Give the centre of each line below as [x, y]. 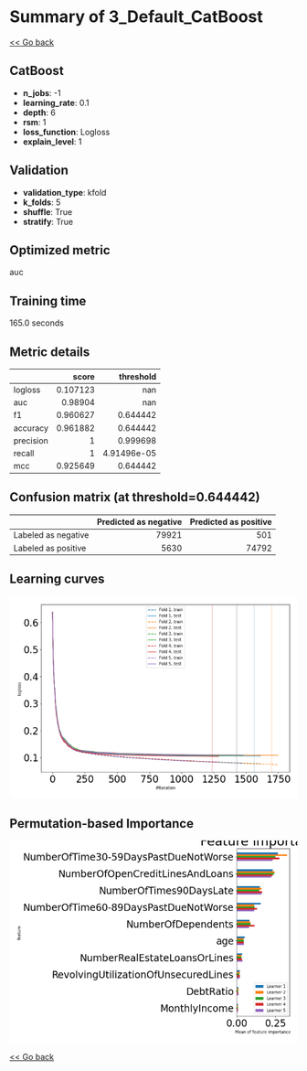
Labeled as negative [51, 535]
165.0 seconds [37, 323]
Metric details [50, 352]
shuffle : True [48, 211]
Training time [48, 300]
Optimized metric [60, 250]
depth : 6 [39, 112]
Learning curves [57, 579]
